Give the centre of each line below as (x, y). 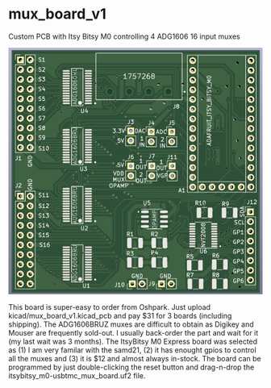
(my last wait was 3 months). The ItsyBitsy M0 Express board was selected (133, 341)
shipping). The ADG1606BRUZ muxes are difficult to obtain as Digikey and (131, 324)
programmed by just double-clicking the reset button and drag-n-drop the (131, 367)
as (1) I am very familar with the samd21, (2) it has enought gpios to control (132, 350)
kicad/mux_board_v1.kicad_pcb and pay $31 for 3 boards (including (120, 315)
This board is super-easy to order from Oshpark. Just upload (110, 307)
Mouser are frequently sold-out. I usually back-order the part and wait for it (133, 332)
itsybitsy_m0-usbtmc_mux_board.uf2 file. (77, 375)
